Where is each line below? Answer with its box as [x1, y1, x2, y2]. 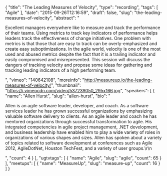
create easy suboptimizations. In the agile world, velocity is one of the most [5, 46, 161, 52]
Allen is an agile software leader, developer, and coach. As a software [5, 103, 149, 108]
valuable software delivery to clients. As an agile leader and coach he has [5, 113, 157, 119]
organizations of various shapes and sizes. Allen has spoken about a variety [5, 135, 162, 140]
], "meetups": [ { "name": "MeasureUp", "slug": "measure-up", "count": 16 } [5, 160, 160, 166]
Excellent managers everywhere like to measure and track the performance [5, 25, 160, 31]
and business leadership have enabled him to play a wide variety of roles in [5, 129, 160, 135]
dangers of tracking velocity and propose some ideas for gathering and [5, 62, 152, 68]
